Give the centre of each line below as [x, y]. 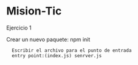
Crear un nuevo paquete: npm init [48, 39]
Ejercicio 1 [19, 28]
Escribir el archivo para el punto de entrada [72, 50]
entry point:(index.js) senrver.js [57, 55]
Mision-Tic [34, 11]
